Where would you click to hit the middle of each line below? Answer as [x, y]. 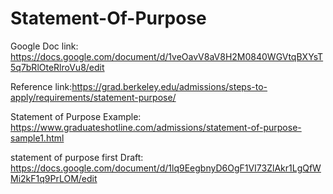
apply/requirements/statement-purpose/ [93, 97]
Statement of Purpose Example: [76, 116]
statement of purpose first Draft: [77, 157]
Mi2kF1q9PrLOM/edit [54, 178]
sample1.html [37, 138]
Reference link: [41, 86]
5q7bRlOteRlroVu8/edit [57, 67]
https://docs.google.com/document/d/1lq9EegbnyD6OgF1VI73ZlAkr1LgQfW [166, 168]
